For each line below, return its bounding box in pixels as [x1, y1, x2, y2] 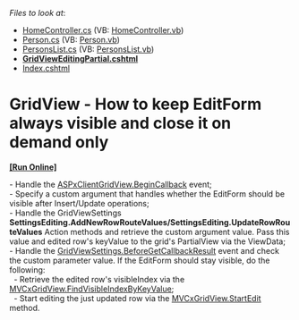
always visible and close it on [9, 114, 231, 133]
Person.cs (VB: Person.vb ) [21, 35, 121, 45]
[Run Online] [9, 161, 57, 173]
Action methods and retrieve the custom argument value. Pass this [44, 226, 290, 237]
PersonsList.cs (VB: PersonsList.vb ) [21, 44, 155, 55]
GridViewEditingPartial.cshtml [21, 54, 139, 63]
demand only [9, 132, 109, 153]
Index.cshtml [21, 63, 70, 73]
